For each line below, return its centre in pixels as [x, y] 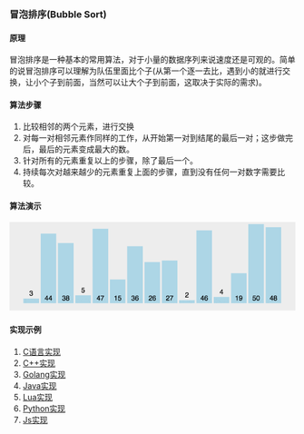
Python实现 [44, 408]
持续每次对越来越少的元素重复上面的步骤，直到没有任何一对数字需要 [150, 172]
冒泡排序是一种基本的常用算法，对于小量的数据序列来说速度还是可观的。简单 [152, 60]
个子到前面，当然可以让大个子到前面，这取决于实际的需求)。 [154, 83]
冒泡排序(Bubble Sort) [58, 14]
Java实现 [39, 385]
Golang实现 [44, 374]
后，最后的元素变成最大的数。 [78, 149]
